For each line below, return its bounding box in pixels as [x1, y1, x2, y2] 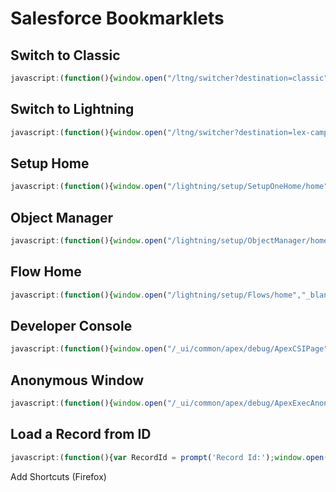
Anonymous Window [10, 372, 145, 389]
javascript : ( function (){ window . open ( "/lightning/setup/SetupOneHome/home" [10, 182, 329, 192]
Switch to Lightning [10, 101, 135, 118]
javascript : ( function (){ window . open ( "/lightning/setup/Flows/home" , [10, 290, 302, 300]
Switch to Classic [10, 47, 121, 64]
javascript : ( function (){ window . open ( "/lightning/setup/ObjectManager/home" [10, 236, 333, 246]
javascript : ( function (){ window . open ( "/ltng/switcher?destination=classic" [10, 73, 329, 83]
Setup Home [10, 155, 90, 172]
